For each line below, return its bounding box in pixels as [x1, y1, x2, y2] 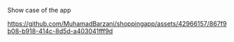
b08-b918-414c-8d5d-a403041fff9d [7, 27, 113, 35]
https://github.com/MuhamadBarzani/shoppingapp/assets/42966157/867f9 [7, 20, 228, 27]
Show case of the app [7, 6, 71, 14]
